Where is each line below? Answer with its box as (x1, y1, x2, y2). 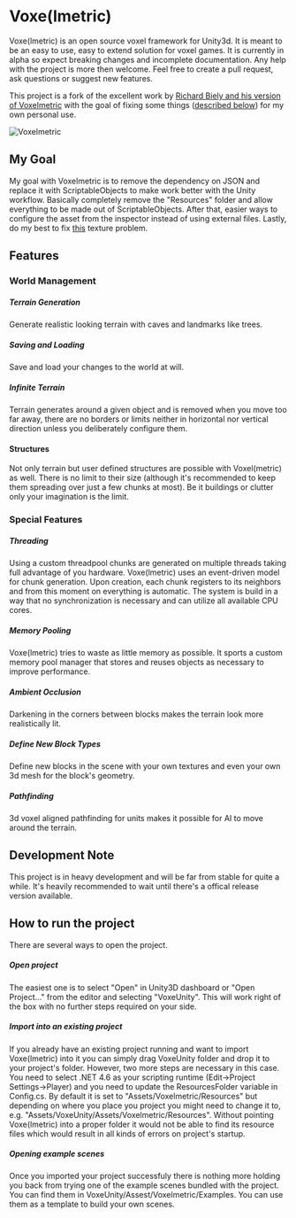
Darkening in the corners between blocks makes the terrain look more (9, 709, 263, 719)
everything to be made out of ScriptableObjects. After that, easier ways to (9, 204, 278, 214)
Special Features (9, 514, 83, 526)
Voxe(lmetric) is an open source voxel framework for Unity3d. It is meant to (9, 35, 283, 46)
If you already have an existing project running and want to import (9, 1043, 249, 1054)
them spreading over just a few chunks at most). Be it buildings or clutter (9, 482, 274, 493)
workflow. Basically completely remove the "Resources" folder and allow (9, 194, 274, 205)
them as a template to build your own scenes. (9, 1199, 175, 1210)
